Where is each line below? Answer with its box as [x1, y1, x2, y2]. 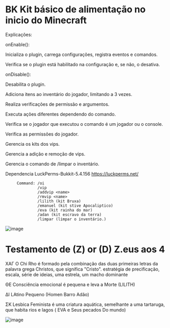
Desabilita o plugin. [5, 81, 46, 87]
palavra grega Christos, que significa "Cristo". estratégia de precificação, [5, 266, 160, 272]
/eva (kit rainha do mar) [37, 207, 93, 213]
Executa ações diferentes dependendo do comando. [5, 111, 116, 117]
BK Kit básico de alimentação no [5, 4, 146, 15]
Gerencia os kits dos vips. [5, 141, 60, 147]
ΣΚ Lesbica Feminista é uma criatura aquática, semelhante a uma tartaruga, [5, 301, 165, 307]
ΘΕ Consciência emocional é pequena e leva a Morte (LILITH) [5, 281, 136, 287]
